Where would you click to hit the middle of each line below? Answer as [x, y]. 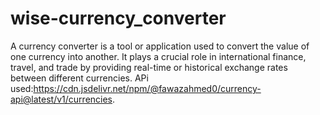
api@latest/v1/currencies [61, 99]
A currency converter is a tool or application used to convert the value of [160, 46]
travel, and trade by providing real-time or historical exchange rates [149, 67]
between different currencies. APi [79, 78]
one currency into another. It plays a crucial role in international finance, [158, 56]
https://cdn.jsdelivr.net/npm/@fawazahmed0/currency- [147, 88]
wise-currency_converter [118, 18]
